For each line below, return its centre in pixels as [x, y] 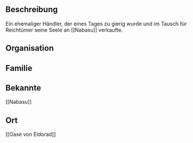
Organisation [30, 48]
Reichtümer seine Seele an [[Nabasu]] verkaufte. [64, 30]
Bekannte [23, 88]
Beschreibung [32, 10]
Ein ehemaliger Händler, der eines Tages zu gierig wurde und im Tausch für [96, 23]
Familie [19, 68]
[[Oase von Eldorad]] [31, 134]
